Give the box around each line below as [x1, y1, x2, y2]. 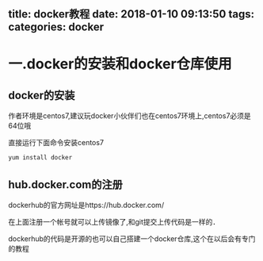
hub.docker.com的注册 [8, 178, 123, 191]
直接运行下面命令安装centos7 [8, 138, 105, 148]
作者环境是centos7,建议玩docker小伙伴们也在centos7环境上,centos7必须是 [8, 111, 251, 121]
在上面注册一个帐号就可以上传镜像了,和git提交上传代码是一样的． [8, 217, 220, 227]
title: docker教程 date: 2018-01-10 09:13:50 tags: [8, 7, 255, 21]
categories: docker [8, 21, 105, 34]
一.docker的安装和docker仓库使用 [8, 55, 232, 73]
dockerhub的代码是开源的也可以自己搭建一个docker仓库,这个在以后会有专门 [8, 234, 256, 244]
